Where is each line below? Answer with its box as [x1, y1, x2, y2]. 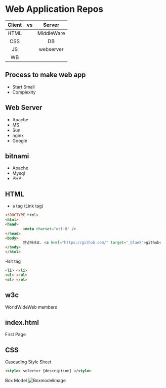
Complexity [12, 89, 36, 95]
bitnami [5, 152, 29, 160]
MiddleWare [37, 30, 65, 37]
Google [12, 138, 28, 144]
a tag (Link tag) [12, 203, 43, 209]
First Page [5, 332, 26, 338]
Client [7, 21, 22, 28]
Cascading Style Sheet [5, 359, 52, 365]
